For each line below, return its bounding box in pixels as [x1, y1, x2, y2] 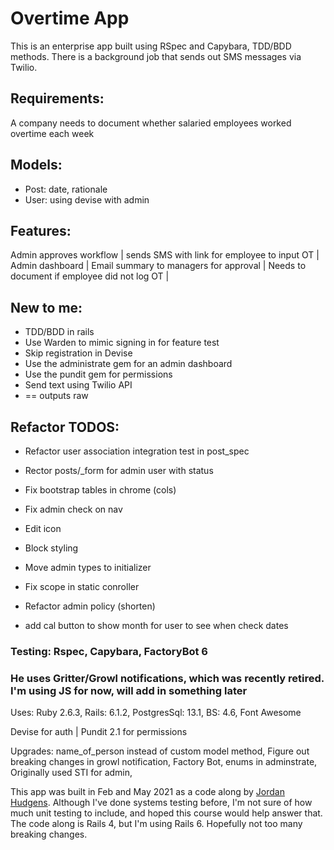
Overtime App [10, 7, 130, 30]
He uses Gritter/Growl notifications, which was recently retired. [10, 671, 325, 685]
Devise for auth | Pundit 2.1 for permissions [10, 726, 188, 738]
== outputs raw [24, 390, 89, 402]
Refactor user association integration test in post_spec [24, 445, 250, 457]
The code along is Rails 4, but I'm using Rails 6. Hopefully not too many [10, 818, 303, 830]
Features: [10, 222, 72, 239]
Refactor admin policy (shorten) [24, 600, 156, 612]
